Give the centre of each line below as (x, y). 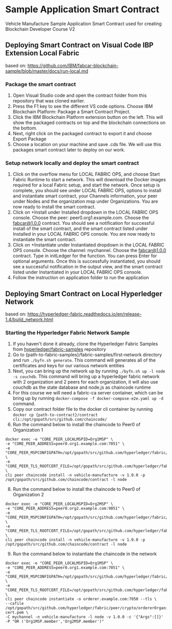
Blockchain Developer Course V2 (40, 29)
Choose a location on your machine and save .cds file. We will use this (87, 144)
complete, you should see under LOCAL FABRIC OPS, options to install (87, 191)
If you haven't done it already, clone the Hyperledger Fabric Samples (85, 344)
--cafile (15, 604)
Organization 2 (28, 495)
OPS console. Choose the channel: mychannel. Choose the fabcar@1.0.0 (89, 250)
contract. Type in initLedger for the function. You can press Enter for (85, 256)
